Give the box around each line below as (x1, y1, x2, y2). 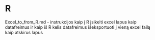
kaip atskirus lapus (5, 29, 43, 35)
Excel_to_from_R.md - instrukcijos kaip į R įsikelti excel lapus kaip (5, 19, 137, 25)
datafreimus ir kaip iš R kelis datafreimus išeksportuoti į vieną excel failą (5, 24, 151, 30)
